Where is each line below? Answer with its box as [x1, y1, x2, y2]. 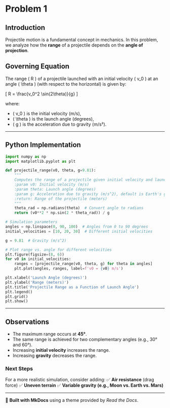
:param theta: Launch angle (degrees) [14, 187, 96, 192]
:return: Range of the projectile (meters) [14, 196, 108, 201]
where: [5, 100, 20, 106]
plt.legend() [5, 289, 33, 294]
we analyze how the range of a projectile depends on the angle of [5, 42, 143, 48]
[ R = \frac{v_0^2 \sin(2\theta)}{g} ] [5, 91, 78, 97]
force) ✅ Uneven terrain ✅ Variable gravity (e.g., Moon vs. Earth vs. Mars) [5, 382, 163, 388]
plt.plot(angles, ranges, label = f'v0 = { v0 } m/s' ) [14, 266, 123, 271]
